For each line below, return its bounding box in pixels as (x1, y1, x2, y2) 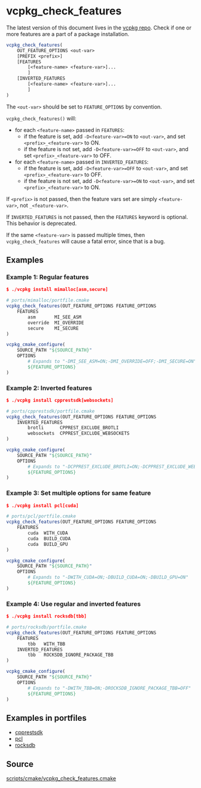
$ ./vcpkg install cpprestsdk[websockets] (6, 397, 114, 403)
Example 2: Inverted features (6, 384, 93, 392)
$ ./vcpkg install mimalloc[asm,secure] (6, 287, 109, 293)
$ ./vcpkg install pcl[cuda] (6, 503, 79, 509)
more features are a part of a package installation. (6, 30, 130, 37)
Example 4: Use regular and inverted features (6, 600, 141, 608)
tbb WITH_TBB (28, 640, 66, 647)
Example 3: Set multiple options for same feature (6, 489, 151, 497)
